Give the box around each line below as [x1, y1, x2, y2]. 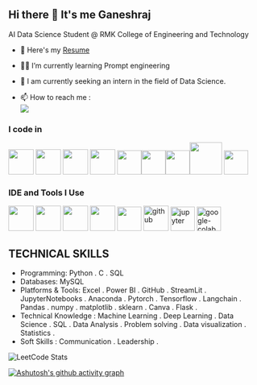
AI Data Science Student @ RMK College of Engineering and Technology [8, 29, 250, 39]
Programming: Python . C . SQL [19, 268, 124, 278]
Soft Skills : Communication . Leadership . [19, 337, 159, 346]
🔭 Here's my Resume [19, 45, 90, 55]
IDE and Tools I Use [8, 187, 85, 198]
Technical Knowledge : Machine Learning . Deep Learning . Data [19, 311, 234, 321]
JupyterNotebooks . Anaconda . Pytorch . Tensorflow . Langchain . [19, 294, 242, 304]
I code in [8, 123, 43, 135]
